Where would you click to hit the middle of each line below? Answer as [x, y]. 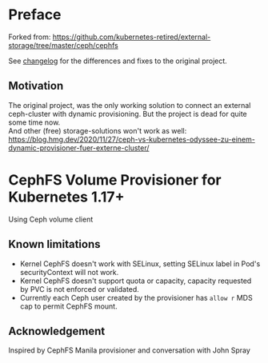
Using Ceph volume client [51, 219]
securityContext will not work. [69, 272]
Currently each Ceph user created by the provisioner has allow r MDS [136, 297]
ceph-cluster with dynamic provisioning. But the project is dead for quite [128, 114]
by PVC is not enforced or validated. [80, 289]
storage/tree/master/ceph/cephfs [63, 45]
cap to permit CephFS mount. [68, 306]
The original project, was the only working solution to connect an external [130, 105]
